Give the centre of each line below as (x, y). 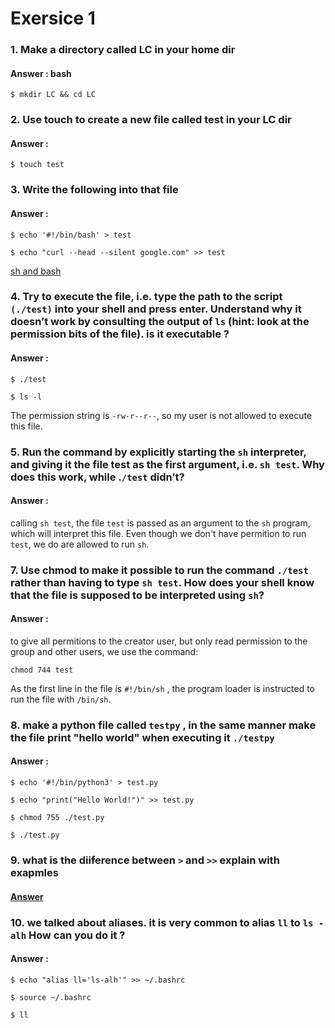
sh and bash (36, 271)
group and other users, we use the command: (104, 651)
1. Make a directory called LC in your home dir (123, 50)
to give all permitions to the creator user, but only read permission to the (159, 641)
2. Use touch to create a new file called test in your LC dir (151, 120)
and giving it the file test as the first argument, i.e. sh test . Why (167, 464)
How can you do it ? (77, 935)
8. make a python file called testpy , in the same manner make (163, 725)
